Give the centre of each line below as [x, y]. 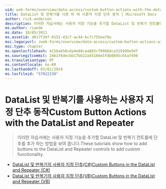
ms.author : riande [24, 28]
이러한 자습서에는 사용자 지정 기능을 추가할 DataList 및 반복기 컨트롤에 [85, 137]
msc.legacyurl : [21, 42]
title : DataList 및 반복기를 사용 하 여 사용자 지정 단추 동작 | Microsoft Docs [81, 14]
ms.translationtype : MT [30, 60]
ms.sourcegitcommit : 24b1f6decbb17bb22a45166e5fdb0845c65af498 [72, 56]
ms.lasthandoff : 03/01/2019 [34, 70]
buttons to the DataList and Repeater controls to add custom [79, 149]
